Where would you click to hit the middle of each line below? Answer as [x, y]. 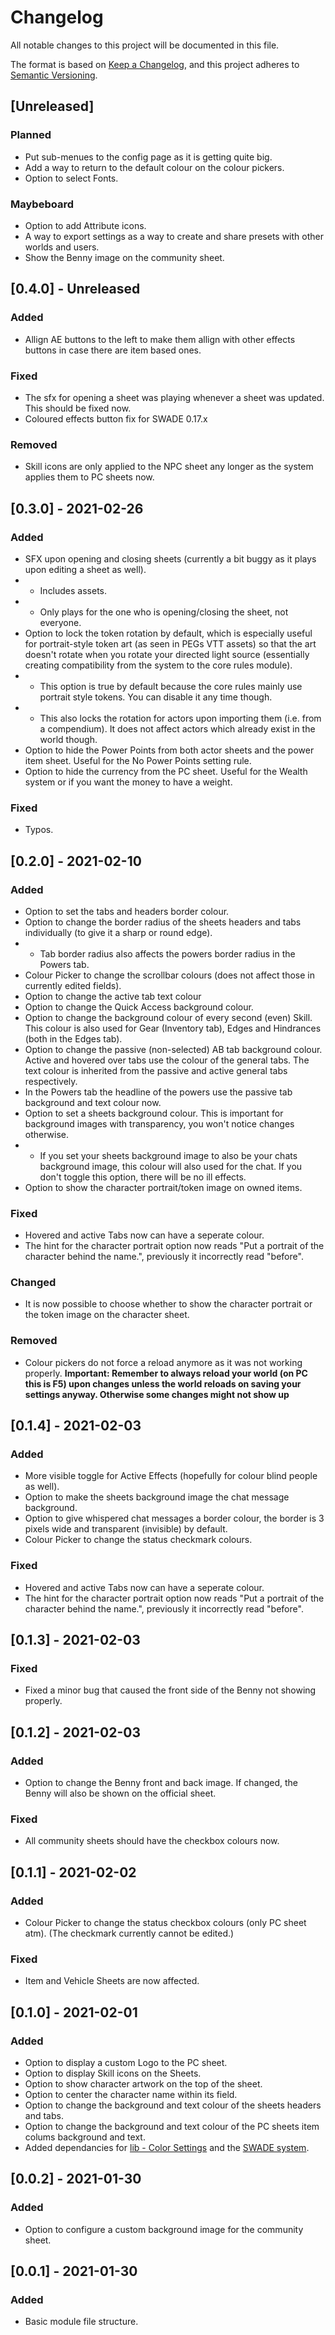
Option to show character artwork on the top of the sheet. [143, 2084]
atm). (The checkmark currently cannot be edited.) [129, 1933]
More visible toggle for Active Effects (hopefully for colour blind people [171, 1476]
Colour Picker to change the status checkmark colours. [138, 1540]
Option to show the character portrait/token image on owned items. [163, 1187]
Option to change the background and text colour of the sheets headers [173, 2105]
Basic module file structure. [81, 2322]
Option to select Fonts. [71, 178]
